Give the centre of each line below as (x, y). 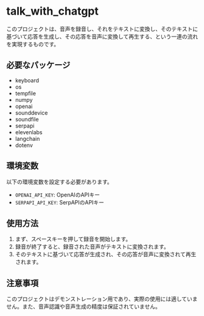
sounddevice (31, 113)
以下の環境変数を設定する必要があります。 (59, 182)
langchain (27, 138)
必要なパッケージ (38, 65)
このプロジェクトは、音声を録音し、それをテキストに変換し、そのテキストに (102, 29)
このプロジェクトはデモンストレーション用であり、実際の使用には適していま (102, 299)
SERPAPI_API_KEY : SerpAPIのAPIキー (60, 202)
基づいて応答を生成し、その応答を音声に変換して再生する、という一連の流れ (102, 36)
